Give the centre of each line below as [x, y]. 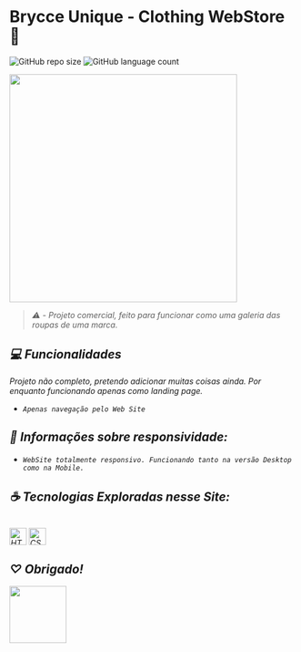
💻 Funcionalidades [65, 354]
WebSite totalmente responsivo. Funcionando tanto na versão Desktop [157, 460]
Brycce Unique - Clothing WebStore [147, 17]
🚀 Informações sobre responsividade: [119, 437]
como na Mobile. [53, 468]
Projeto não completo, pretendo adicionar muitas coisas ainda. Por [135, 381]
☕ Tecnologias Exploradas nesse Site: [120, 497]
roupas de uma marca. [75, 325]
